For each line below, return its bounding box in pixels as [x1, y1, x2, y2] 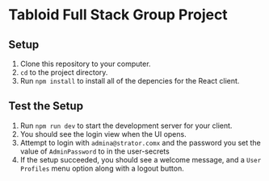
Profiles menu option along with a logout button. [19, 163, 184, 173]
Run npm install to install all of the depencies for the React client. [19, 76, 240, 85]
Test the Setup [8, 99, 83, 113]
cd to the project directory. [19, 68, 108, 77]
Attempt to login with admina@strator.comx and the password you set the [19, 138, 261, 147]
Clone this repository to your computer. [19, 59, 151, 68]
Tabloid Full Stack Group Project [8, 6, 228, 24]
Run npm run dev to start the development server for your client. [19, 121, 233, 130]
